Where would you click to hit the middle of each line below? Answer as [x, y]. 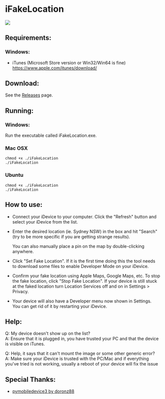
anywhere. [23, 251]
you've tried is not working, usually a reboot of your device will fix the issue [82, 364]
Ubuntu [14, 175]
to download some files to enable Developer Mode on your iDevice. [81, 266]
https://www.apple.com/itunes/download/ [54, 68]
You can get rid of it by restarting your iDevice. [60, 306]
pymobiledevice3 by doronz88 [43, 391]
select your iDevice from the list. [45, 222]
